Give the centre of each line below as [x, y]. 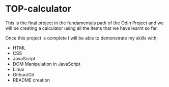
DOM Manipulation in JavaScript [46, 64]
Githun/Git [23, 74]
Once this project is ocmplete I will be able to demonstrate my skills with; [82, 38]
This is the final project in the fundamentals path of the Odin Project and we [84, 23]
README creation [31, 80]
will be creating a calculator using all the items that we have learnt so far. [81, 28]
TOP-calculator [38, 9]
